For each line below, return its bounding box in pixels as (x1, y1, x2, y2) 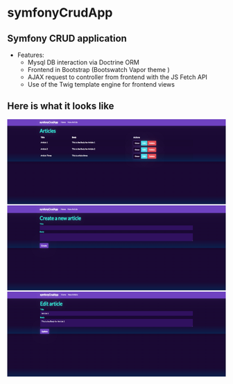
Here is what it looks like (7, 101, 114, 112)
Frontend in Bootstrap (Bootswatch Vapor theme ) (27, 66, 170, 73)
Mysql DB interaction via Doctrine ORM (27, 58, 140, 67)
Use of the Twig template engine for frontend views (27, 80, 175, 88)
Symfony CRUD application (7, 33, 127, 44)
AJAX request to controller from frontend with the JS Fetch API (27, 73, 208, 81)
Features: (17, 51, 45, 59)
